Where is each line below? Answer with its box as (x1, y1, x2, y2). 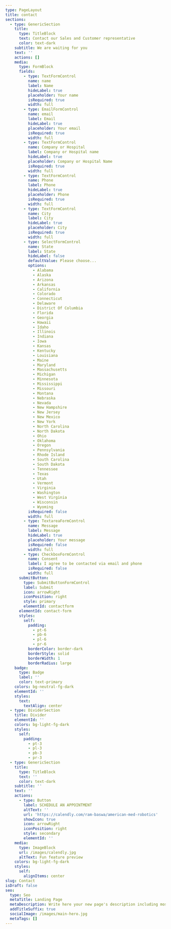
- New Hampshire (32, 405, 67, 410)
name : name (27, 78, 51, 83)
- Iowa (32, 339, 47, 344)
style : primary (23, 599, 56, 604)
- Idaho (32, 324, 49, 330)
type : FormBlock (18, 64, 53, 69)
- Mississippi (32, 381, 63, 386)
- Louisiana (32, 353, 58, 358)
